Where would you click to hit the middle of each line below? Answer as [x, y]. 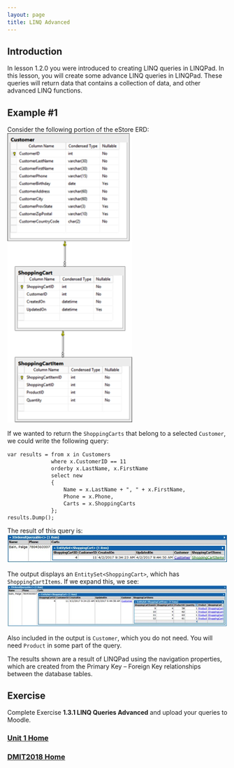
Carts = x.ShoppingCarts [100, 504]
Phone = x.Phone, [88, 497]
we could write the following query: [58, 441]
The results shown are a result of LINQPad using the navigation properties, [115, 659]
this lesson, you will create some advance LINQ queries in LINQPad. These [115, 76]
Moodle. [19, 720]
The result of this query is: [45, 531]
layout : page [26, 15]
